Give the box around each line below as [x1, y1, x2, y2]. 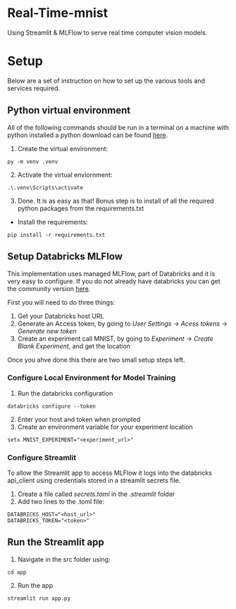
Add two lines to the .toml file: [17, 497, 104, 506]
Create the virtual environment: [17, 144, 108, 153]
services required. [7, 83, 61, 93]
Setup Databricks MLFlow [7, 251, 123, 263]
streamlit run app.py [7, 595, 71, 602]
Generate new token [17, 326, 77, 335]
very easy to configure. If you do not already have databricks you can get [7, 277, 221, 285]
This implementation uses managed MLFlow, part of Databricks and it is [7, 269, 216, 278]
